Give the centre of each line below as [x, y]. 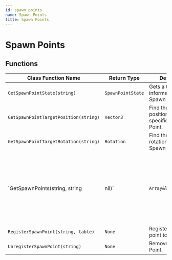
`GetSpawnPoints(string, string [45, 188]
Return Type [124, 78]
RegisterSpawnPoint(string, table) [51, 232]
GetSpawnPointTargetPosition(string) [54, 117]
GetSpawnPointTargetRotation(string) [54, 142]
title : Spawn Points [27, 19]
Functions [22, 64]
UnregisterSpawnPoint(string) [45, 247]
